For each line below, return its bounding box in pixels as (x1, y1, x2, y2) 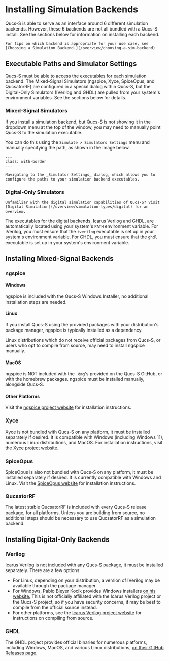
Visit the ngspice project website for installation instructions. (5, 404, 132, 410)
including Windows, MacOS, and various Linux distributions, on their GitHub (5, 645, 164, 651)
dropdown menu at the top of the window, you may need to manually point (5, 124, 161, 130)
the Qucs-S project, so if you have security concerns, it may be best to (12, 599, 161, 605)
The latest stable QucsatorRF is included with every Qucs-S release (5, 504, 147, 510)
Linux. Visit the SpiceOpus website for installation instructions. (5, 480, 136, 486)
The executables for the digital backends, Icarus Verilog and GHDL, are (5, 218, 154, 224)
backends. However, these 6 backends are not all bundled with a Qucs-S (5, 25, 158, 32)
